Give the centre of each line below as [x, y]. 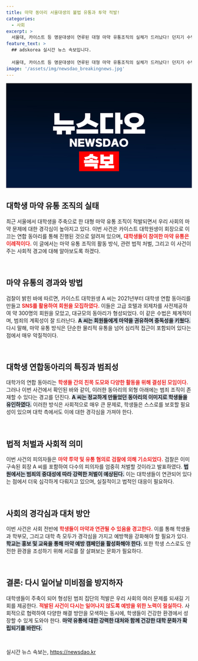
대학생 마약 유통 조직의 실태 [52, 206]
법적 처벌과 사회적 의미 [45, 444]
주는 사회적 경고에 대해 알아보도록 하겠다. [53, 251]
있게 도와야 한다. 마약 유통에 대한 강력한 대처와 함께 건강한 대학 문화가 [102, 620]
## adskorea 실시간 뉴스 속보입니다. [52, 50]
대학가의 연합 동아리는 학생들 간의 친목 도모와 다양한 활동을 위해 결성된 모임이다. [97, 382]
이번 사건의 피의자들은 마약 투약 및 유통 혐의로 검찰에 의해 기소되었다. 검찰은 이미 [98, 459]
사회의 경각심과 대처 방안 [48, 513]
